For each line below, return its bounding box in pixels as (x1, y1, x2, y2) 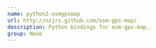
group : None (7, 30, 42, 37)
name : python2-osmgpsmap (7, 10, 80, 18)
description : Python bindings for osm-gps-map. (7, 23, 150, 30)
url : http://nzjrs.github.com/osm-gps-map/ (7, 17, 138, 24)
